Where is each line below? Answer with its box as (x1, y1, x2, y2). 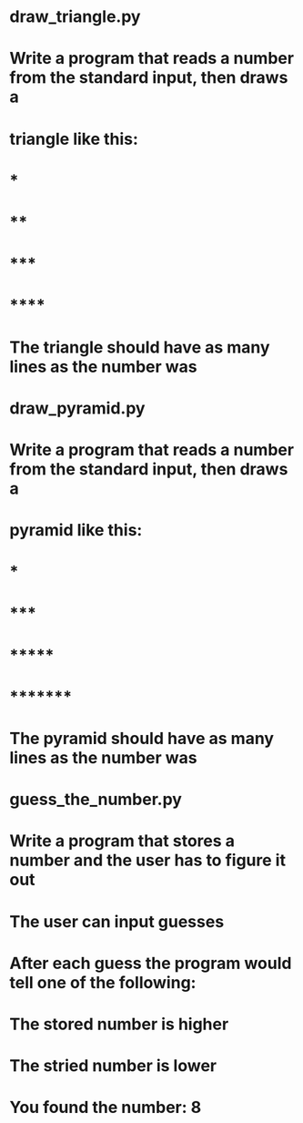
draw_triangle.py (9, 6, 141, 27)
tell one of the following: (9, 972, 197, 993)
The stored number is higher (9, 1014, 229, 1035)
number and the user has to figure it (9, 850, 287, 871)
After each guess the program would (9, 953, 292, 974)
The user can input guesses (9, 911, 225, 932)
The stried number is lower (9, 1056, 217, 1077)
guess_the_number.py (9, 790, 182, 810)
